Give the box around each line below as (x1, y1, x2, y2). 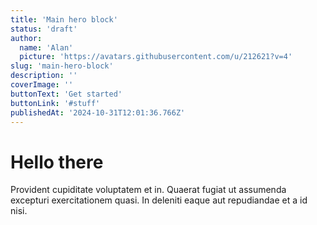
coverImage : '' (10, 80, 74, 90)
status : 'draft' (10, 24, 78, 34)
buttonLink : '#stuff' (10, 98, 101, 108)
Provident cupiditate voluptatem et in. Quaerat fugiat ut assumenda (10, 184, 287, 196)
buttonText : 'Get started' (10, 89, 123, 99)
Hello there (10, 151, 104, 173)
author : (10, 33, 43, 43)
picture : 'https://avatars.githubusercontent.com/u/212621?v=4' (19, 52, 293, 62)
